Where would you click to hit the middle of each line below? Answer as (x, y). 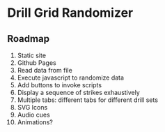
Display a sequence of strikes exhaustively (79, 93)
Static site (32, 55)
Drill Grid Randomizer (70, 13)
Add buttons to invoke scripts (60, 85)
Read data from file (45, 70)
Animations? (35, 122)
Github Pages (37, 63)
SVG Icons (32, 107)
